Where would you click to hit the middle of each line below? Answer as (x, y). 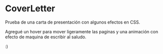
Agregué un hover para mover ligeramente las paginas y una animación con (82, 31)
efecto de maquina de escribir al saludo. (46, 37)
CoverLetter (30, 9)
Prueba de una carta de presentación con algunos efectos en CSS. (73, 22)
